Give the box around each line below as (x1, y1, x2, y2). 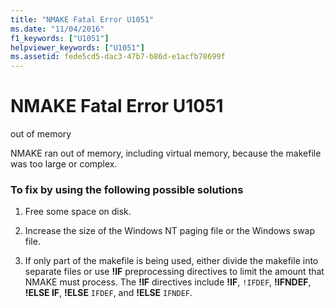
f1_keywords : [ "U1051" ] (10, 33, 110, 43)
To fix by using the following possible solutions (10, 182, 244, 196)
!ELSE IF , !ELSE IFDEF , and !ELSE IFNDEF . (24, 287, 193, 299)
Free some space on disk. (24, 206, 132, 218)
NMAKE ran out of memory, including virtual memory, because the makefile (10, 147, 322, 160)
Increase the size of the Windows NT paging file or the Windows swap (24, 225, 316, 237)
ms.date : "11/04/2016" (10, 24, 105, 34)
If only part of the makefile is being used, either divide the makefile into (24, 255, 319, 267)
